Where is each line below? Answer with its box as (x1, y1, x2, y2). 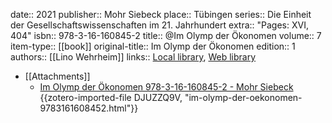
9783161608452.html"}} (39, 102, 139, 114)
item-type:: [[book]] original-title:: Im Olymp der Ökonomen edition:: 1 (10, 40, 296, 52)
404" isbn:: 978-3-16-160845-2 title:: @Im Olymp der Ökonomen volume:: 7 (10, 30, 322, 41)
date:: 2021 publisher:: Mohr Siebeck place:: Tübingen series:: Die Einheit (10, 9, 312, 20)
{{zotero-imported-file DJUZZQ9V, (39, 92, 183, 103)
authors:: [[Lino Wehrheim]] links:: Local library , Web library (10, 51, 257, 63)
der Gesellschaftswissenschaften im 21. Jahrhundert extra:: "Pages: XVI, (10, 19, 309, 31)
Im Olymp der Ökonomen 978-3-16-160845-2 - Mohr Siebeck (39, 81, 294, 93)
